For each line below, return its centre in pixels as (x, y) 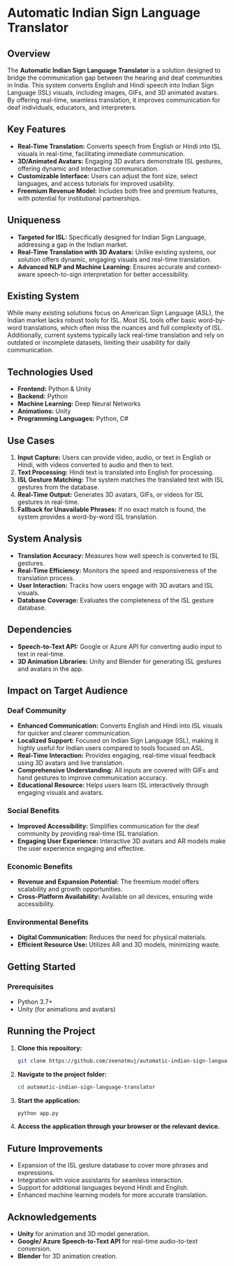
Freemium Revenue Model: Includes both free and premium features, (118, 191)
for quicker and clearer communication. (74, 733)
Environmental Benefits (48, 922)
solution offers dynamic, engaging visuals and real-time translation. (114, 259)
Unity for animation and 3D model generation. (83, 1234)
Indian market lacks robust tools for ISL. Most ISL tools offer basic (102, 320)
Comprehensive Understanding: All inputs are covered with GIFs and (118, 770)
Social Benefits (34, 811)
